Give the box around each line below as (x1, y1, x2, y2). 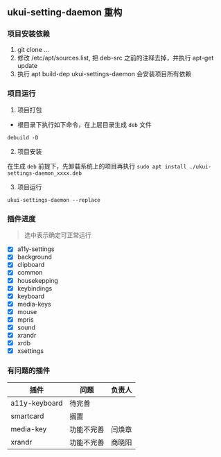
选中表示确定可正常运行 (24, 231, 91, 239)
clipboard (17, 261, 45, 269)
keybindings (17, 284, 53, 293)
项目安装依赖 (7, 29, 51, 39)
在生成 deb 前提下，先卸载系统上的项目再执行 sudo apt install (7, 162, 187, 170)
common (17, 268, 43, 277)
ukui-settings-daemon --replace (7, 196, 100, 203)
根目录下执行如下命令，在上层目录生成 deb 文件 (17, 120, 152, 128)
